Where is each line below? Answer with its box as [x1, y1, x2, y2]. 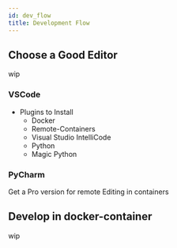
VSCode [8, 89, 41, 100]
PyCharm [8, 169, 45, 180]
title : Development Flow [8, 19, 90, 27]
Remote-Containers [31, 124, 96, 133]
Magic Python [31, 149, 77, 158]
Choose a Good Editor [8, 48, 119, 62]
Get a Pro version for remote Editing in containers [8, 187, 169, 196]
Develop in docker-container [8, 210, 153, 223]
